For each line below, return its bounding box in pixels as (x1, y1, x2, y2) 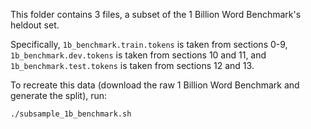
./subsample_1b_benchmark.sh (10, 109, 132, 119)
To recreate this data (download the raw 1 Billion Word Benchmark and (10, 79, 300, 91)
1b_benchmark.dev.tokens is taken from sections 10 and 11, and (10, 49, 267, 61)
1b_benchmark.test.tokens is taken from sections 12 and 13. (10, 60, 255, 71)
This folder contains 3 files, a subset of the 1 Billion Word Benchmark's (10, 9, 302, 20)
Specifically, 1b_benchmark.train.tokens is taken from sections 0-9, (10, 39, 288, 50)
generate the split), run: (10, 90, 108, 101)
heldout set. (10, 19, 60, 31)
